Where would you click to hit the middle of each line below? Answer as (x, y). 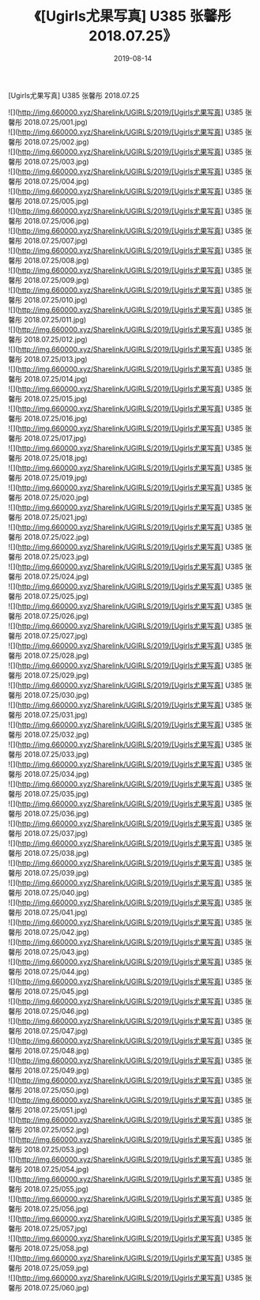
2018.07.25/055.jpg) (56, 1189)
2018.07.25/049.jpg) (56, 1070)
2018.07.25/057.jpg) (56, 1228)
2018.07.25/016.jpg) (56, 418)
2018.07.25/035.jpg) (56, 793)
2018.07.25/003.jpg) (56, 161)
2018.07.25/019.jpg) (56, 477)
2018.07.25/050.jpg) (56, 1090)
